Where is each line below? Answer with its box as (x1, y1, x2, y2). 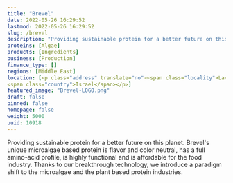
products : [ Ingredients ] (7, 49, 79, 56)
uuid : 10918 (7, 119, 42, 126)
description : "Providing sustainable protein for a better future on (7, 36, 213, 43)
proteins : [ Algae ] (7, 42, 60, 49)
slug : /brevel (7, 29, 49, 37)
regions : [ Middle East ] (7, 68, 76, 75)
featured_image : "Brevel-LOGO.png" (7, 87, 110, 94)
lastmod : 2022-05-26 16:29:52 (7, 23, 95, 30)
